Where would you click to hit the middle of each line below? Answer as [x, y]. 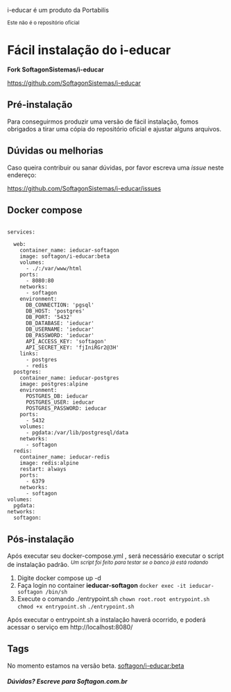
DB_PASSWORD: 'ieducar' [60, 336]
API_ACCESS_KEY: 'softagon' [66, 342]
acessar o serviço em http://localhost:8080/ [70, 627]
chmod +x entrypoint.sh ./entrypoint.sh [76, 607]
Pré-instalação [40, 105]
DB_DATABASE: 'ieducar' [60, 323]
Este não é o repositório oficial [43, 23]
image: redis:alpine [49, 463]
